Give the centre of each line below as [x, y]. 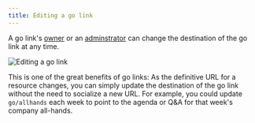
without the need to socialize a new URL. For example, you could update [125, 93]
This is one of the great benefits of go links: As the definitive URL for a [122, 76]
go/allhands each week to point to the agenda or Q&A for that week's [121, 102]
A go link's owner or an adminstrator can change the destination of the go [128, 38]
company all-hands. [41, 110]
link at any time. [34, 46]
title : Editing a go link [50, 15]
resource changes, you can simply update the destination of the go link [123, 85]
